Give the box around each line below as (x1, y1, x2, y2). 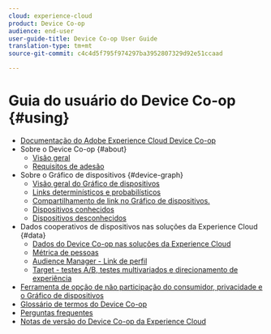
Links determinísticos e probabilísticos (32, 187, 161, 197)
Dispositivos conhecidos (32, 204, 115, 214)
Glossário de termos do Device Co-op (19, 299, 148, 309)
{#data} (19, 230, 46, 240)
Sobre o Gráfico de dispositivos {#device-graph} (19, 169, 184, 179)
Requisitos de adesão (32, 161, 105, 171)
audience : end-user (8, 27, 75, 35)
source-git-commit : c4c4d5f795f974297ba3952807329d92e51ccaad (8, 49, 223, 58)
